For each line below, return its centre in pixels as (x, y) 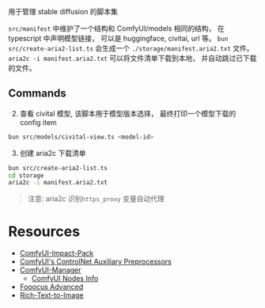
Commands (38, 93)
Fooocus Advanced (51, 287)
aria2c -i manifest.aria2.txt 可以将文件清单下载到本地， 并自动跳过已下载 (132, 58)
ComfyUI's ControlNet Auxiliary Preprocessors (96, 262)
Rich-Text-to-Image (52, 295)
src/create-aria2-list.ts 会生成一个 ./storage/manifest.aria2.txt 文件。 (131, 48)
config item (38, 122)
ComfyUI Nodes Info (65, 279)
